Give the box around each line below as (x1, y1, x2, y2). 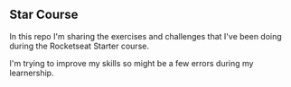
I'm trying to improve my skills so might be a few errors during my (9, 57, 254, 68)
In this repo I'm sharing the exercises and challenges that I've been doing (9, 30, 282, 41)
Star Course (9, 7, 79, 22)
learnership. (9, 67, 54, 78)
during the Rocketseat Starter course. (9, 40, 149, 51)
